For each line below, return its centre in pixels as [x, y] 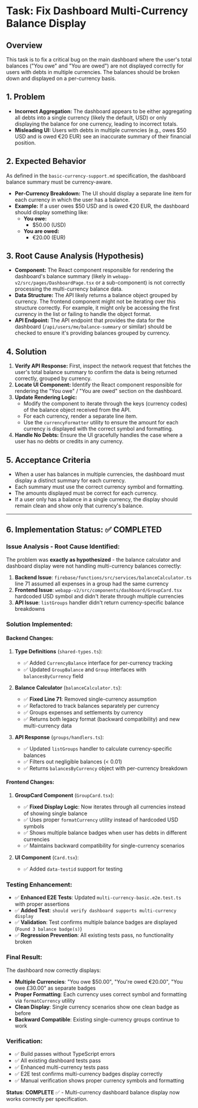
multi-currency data [47, 726]
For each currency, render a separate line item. [80, 416]
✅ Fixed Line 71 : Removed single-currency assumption [90, 699]
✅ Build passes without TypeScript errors [65, 1054]
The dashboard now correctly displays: [54, 970]
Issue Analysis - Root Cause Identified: [63, 547]
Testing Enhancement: [39, 885]
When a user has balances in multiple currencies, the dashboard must [100, 474]
